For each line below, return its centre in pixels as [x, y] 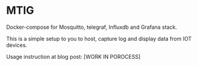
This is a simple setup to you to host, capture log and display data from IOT [99, 38]
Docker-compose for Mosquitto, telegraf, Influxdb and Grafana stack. [91, 27]
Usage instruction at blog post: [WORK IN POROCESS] [73, 56]
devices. [17, 45]
